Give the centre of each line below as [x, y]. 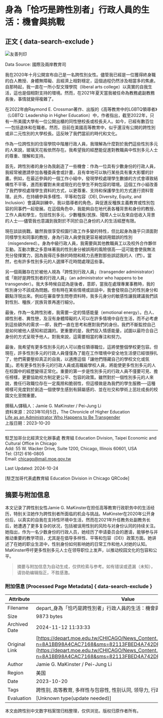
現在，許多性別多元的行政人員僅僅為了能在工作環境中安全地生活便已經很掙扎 [81, 353]
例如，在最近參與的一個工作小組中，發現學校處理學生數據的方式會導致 [83, 178]
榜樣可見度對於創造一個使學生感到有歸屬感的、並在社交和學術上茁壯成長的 [79, 389]
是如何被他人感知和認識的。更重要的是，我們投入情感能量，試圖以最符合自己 [81, 331]
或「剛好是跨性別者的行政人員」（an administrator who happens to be [74, 278]
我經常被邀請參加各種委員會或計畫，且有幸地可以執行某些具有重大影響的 [77, 172]
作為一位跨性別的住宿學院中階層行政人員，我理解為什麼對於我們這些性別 [77, 144]
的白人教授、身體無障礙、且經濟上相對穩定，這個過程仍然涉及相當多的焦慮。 [81, 81]
